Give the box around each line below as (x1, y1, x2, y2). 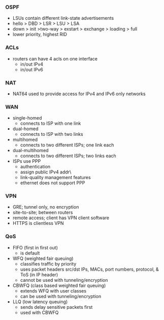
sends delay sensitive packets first (20, 304, 93, 310)
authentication (20, 164, 51, 170)
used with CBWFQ (20, 309, 59, 315)
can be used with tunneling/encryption (20, 293, 102, 299)
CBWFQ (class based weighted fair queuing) (12, 282, 106, 288)
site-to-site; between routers (12, 210, 73, 216)
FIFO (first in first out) (12, 244, 58, 250)
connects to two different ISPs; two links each (20, 153, 117, 159)
